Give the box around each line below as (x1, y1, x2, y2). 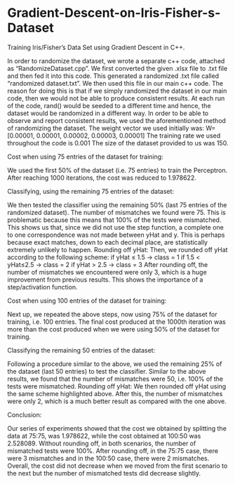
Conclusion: (7, 410, 42, 419)
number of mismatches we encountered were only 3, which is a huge (7, 268, 207, 276)
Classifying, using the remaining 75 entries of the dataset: (7, 187, 174, 195)
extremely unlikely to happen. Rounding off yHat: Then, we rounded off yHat (7, 245, 228, 254)
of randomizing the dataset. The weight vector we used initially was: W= (7, 124, 216, 132)
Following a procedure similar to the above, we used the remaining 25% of (7, 360, 222, 368)
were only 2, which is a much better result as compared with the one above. (7, 397, 227, 405)
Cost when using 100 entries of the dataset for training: (7, 296, 167, 305)
